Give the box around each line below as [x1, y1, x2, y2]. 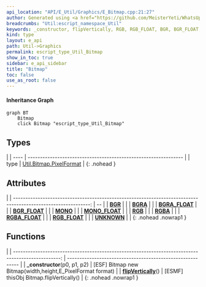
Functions [6, 231, 46, 242]
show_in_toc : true [6, 55, 53, 61]
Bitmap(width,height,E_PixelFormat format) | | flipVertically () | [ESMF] [6, 267, 183, 275]
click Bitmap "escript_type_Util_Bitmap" [17, 121, 124, 127]
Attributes [6, 178, 46, 188]
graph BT [6, 110, 29, 117]
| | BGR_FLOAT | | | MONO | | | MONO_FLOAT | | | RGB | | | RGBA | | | [6, 207, 180, 215]
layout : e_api [6, 37, 43, 44]
